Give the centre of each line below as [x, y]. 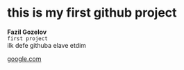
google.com [24, 59]
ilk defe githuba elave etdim [47, 45]
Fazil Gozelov [27, 32]
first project [28, 38]
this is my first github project [92, 13]
